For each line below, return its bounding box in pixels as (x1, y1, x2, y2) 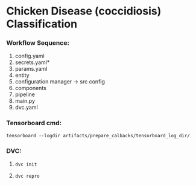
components (14, 85, 46, 92)
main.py (14, 97, 35, 105)
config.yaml (14, 53, 45, 60)
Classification (6, 17, 77, 31)
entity (14, 71, 30, 79)
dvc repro (14, 174, 40, 180)
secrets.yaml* (14, 59, 50, 66)
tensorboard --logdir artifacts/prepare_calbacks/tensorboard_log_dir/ (6, 132, 190, 138)
